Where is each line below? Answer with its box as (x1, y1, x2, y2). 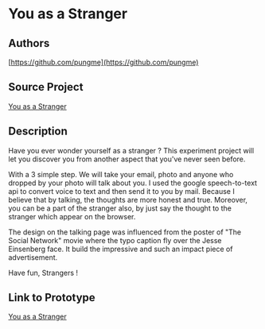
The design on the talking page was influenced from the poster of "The (8, 227, 242, 237)
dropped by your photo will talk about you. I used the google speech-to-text (8, 178, 257, 188)
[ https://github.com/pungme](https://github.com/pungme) (8, 57, 199, 67)
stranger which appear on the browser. (8, 211, 136, 221)
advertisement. (8, 252, 58, 262)
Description (8, 125, 68, 138)
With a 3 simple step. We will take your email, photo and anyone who (8, 169, 234, 179)
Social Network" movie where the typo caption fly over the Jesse (8, 235, 222, 245)
